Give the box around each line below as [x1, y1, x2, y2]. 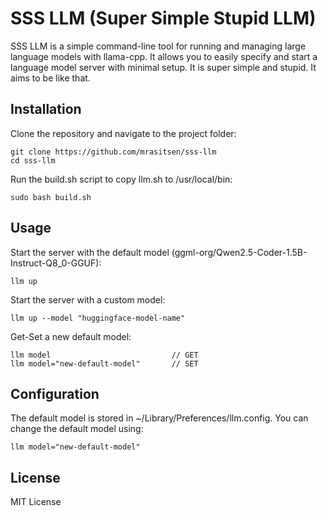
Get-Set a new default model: [10, 330, 132, 342]
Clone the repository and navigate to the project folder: [10, 127, 237, 139]
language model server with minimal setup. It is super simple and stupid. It [10, 61, 317, 73]
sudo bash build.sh [10, 192, 92, 202]
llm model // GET [10, 350, 199, 360]
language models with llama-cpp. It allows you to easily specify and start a [10, 50, 318, 62]
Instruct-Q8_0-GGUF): [10, 257, 102, 269]
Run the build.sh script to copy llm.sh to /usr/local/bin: [10, 173, 233, 185]
